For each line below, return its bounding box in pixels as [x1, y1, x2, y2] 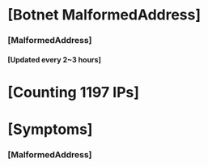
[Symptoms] [7, 120, 93, 139]
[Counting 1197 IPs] [7, 83, 139, 101]
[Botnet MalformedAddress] [7, 6, 202, 24]
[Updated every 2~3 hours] [7, 54, 102, 64]
